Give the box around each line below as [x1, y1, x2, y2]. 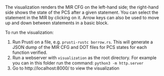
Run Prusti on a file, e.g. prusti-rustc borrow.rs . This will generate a [12, 39, 153, 45]
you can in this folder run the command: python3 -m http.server [12, 60, 144, 66]
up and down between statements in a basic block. [5, 20, 109, 26]
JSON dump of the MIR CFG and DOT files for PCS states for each [12, 44, 147, 50]
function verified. [12, 49, 47, 55]
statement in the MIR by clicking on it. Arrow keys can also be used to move [5, 15, 160, 20]
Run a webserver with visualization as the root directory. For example [12, 55, 157, 61]
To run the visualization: [5, 30, 54, 35]
